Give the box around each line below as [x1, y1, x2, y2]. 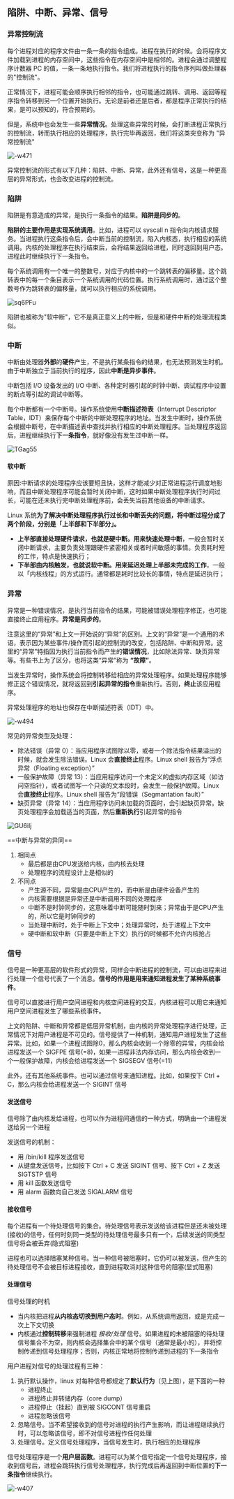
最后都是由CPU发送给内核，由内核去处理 [27, 859, 145, 868]
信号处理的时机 [7, 1297, 50, 1305]
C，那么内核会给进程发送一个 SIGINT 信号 [7, 1080, 127, 1089]
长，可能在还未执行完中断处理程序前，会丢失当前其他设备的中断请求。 [7, 496, 209, 505]
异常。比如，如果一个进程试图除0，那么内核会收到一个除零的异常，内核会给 [7, 1039, 225, 1048]
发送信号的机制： [7, 1138, 56, 1146]
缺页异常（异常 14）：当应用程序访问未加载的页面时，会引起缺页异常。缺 [17, 799, 224, 807]
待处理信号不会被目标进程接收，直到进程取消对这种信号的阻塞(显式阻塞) [7, 1263, 214, 1271]
